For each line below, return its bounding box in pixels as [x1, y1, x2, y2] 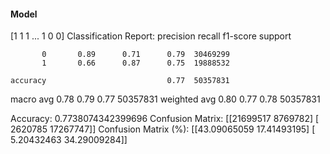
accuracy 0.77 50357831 [10, 76, 230, 86]
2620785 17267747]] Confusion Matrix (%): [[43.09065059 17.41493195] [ [10, 123, 316, 135]
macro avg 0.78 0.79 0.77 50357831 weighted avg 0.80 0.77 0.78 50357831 [10, 93, 321, 105]
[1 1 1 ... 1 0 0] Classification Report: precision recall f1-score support [10, 30, 292, 42]
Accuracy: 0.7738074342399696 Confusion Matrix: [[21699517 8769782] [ [10, 113, 320, 125]
